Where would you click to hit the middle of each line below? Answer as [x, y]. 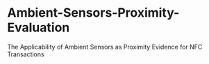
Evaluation [39, 27]
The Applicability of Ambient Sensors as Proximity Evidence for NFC [105, 47]
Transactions [26, 54]
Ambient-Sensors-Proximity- [93, 13]
